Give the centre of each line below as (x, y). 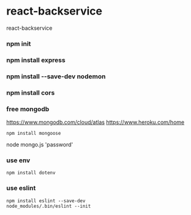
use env (18, 160)
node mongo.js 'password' (40, 145)
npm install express (36, 60)
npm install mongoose (34, 133)
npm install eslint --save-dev (46, 201)
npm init (19, 44)
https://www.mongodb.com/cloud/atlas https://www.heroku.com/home (95, 122)
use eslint (21, 188)
